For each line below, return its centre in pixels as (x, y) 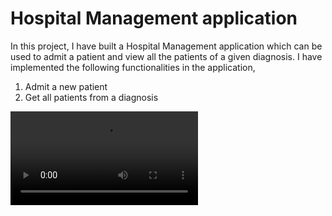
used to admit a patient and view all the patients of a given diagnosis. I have (166, 56)
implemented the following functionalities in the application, (133, 67)
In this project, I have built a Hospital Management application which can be (166, 46)
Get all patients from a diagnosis (91, 97)
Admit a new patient (66, 86)
